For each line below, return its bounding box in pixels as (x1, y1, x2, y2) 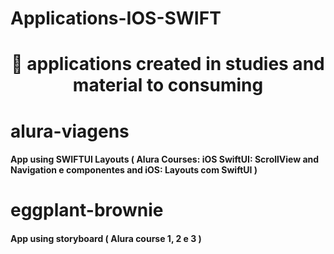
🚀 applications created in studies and (11, 53, 325, 76)
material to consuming (72, 74, 264, 97)
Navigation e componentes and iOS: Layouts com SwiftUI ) (10, 164, 258, 176)
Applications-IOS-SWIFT (10, 7, 222, 30)
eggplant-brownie (10, 199, 164, 222)
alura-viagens (10, 120, 130, 142)
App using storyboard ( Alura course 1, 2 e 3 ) (10, 232, 202, 244)
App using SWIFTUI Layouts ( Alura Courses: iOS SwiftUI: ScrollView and (10, 153, 320, 166)
